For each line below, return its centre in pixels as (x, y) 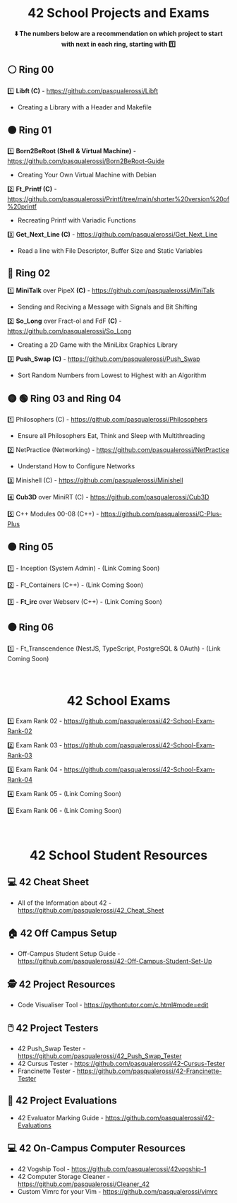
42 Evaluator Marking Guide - (61, 1118)
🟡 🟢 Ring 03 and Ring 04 (65, 398)
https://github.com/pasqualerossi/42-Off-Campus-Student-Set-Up (115, 961)
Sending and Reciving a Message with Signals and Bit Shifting (107, 307)
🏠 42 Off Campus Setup (62, 933)
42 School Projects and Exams (119, 13)
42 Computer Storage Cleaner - (64, 1176)
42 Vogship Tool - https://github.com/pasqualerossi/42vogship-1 (112, 1169)
